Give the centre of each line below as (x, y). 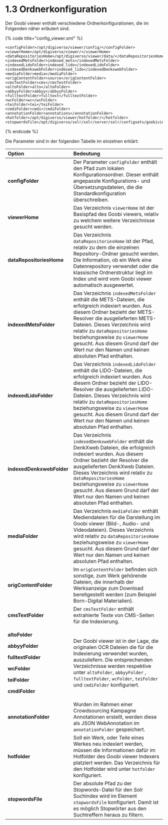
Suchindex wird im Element (105, 796)
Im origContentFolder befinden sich (115, 569)
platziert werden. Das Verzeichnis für (117, 763)
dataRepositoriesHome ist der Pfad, (114, 241)
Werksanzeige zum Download (108, 588)
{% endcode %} (22, 131)
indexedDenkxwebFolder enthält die (113, 441)
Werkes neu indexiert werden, (108, 744)
